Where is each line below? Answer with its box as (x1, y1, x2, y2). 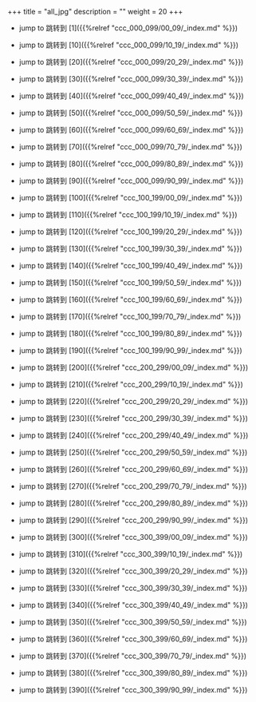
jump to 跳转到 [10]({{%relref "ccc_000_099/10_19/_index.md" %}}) (18, 40, 239, 50)
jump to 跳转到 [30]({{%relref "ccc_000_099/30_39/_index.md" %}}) (18, 74, 244, 83)
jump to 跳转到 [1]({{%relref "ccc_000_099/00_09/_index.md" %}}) (18, 23, 238, 33)
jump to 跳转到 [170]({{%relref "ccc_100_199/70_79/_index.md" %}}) (18, 311, 242, 321)
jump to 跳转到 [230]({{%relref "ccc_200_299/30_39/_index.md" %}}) (18, 414, 249, 422)
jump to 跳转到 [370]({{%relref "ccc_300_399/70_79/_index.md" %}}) (18, 651, 247, 660)
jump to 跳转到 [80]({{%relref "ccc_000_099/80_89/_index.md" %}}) (18, 159, 244, 169)
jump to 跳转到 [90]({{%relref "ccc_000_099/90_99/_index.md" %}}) (18, 176, 244, 185)
